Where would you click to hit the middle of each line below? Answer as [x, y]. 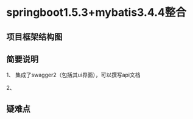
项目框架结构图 [34, 37]
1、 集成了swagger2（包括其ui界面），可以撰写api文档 [73, 75]
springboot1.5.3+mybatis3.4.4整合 [96, 12]
